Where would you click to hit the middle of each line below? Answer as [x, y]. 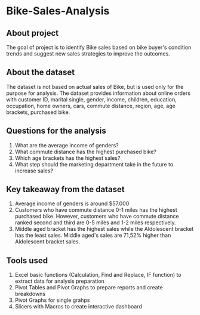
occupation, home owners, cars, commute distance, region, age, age [91, 106]
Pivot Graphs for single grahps [52, 300]
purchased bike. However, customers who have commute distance [97, 217]
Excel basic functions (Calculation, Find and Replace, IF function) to [98, 275]
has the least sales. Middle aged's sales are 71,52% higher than [93, 235]
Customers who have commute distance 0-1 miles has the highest [96, 210]
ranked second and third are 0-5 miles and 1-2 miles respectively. [95, 223]
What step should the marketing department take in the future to [94, 164]
